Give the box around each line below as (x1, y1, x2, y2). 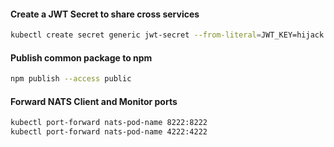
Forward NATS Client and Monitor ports (10, 95, 178, 107)
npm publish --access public (10, 74, 132, 84)
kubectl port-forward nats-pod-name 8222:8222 (10, 118, 208, 128)
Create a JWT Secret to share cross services (10, 8, 200, 20)
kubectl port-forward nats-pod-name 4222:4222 (10, 127, 208, 137)
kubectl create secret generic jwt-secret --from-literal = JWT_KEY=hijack (10, 30, 325, 40)
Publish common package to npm (10, 51, 153, 64)
